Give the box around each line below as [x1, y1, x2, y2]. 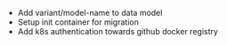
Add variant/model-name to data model [17, 8, 163, 18]
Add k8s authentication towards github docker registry [17, 26, 218, 36]
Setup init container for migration [17, 17, 140, 27]
